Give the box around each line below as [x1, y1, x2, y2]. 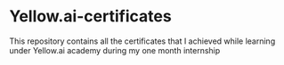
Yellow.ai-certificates [9, 6, 172, 27]
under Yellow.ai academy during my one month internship [9, 45, 221, 55]
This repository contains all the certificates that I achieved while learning [9, 36, 276, 46]
